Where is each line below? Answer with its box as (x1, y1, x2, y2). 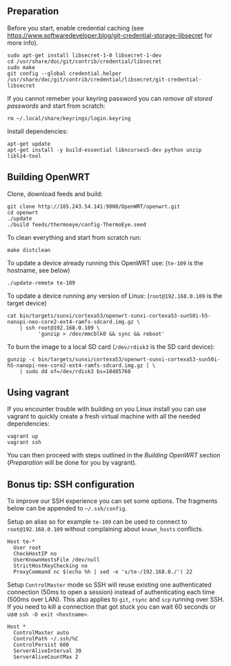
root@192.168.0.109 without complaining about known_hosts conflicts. (7, 525, 203, 533)
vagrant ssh (7, 439, 41, 446)
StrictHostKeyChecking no (13, 562, 88, 569)
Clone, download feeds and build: (7, 189, 103, 198)
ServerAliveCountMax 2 (13, 654, 79, 660)
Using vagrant (7, 387, 70, 399)
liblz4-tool (7, 152, 41, 160)
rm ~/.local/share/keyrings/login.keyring (7, 115, 131, 122)
